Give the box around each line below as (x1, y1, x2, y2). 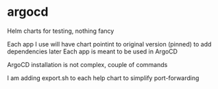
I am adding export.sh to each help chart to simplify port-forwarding (7, 73, 199, 82)
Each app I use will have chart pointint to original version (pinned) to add (7, 40, 212, 48)
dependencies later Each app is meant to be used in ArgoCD (7, 47, 178, 55)
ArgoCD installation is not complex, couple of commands (7, 60, 168, 68)
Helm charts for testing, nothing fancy (7, 27, 114, 35)
